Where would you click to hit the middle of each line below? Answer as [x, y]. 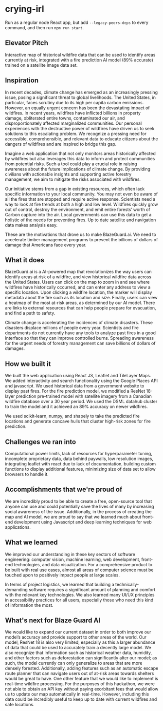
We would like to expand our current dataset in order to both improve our [78, 632]
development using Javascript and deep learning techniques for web [83, 522]
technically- [127, 584]
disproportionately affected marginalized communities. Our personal [73, 123]
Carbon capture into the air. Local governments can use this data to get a [78, 214]
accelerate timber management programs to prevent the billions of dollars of [81, 239]
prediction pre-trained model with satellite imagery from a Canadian [84, 396]
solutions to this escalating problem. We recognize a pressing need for [76, 134]
